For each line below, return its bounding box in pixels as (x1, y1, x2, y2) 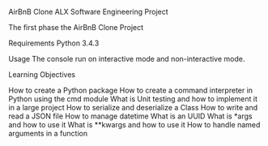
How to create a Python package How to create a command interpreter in (8, 85, 253, 95)
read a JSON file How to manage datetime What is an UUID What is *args (8, 111, 253, 121)
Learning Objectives (8, 70, 75, 79)
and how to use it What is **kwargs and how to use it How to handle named (8, 120, 261, 129)
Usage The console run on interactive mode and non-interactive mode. (8, 54, 245, 63)
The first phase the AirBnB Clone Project (8, 23, 144, 32)
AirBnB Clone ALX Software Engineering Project (8, 7, 168, 16)
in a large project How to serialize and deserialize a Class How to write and (8, 103, 257, 112)
